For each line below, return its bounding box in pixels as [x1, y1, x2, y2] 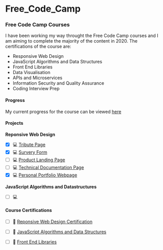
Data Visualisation [12, 69, 51, 76]
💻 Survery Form [12, 149, 47, 155]
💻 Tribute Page [12, 141, 46, 148]
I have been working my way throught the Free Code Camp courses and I [5, 32, 158, 39]
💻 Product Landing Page [12, 157, 66, 163]
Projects [5, 120, 24, 126]
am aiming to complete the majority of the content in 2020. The [5, 38, 138, 44]
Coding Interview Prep [12, 86, 60, 92]
